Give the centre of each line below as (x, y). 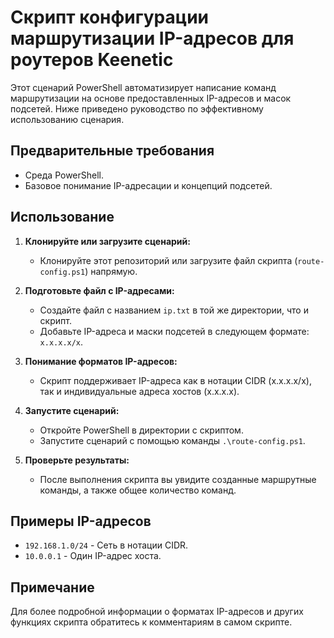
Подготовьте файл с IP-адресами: (99, 290)
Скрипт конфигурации (110, 17)
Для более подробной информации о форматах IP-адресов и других (157, 612)
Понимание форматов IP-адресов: (101, 361)
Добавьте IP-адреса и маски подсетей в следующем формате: (174, 331)
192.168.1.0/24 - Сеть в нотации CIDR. (106, 545)
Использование (62, 217)
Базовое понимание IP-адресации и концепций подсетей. (148, 185)
